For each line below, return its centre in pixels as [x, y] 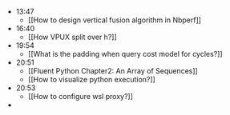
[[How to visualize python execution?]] [92, 79]
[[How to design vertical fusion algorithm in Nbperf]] [115, 20]
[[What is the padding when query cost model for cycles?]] [125, 54]
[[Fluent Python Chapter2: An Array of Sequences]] [113, 71]
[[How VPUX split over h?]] [73, 37]
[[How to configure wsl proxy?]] [81, 96]
